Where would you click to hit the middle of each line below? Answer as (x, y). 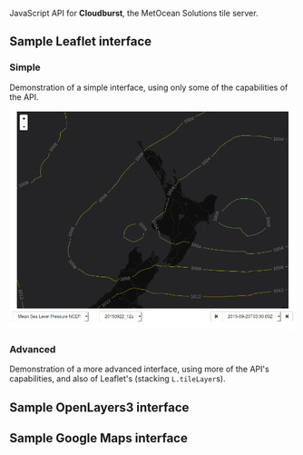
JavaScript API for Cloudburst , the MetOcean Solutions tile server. (134, 13)
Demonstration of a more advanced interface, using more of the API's (139, 369)
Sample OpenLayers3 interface (99, 407)
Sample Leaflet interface (81, 41)
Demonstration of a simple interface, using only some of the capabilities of (149, 87)
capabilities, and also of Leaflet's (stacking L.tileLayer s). (118, 379)
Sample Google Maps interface (98, 438)
